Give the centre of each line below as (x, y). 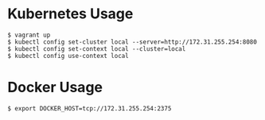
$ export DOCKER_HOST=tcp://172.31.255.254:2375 (90, 108)
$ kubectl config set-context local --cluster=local (97, 48)
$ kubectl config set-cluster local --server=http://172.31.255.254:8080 (132, 42)
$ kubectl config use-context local (68, 56)
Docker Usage (55, 87)
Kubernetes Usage (70, 14)
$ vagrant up (29, 35)
